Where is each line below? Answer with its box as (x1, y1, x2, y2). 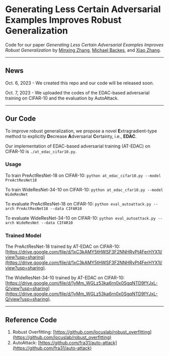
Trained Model (5, 232, 42, 239)
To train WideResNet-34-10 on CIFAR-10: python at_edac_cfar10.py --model (5, 186, 163, 192)
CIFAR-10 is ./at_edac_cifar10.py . (5, 148, 77, 155)
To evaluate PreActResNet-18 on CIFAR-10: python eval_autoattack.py (5, 200, 152, 207)
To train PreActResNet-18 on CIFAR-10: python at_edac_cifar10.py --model (5, 172, 161, 178)
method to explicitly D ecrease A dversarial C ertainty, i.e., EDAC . (5, 133, 137, 139)
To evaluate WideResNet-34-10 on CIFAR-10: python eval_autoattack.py (5, 215, 156, 221)
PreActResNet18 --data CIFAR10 (16, 206, 82, 211)
